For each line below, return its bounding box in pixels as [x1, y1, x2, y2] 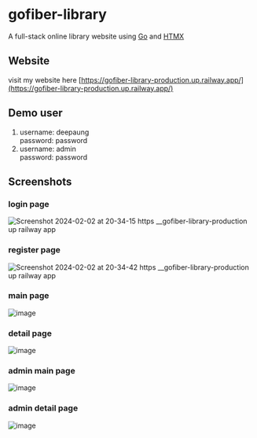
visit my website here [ [8, 75, 82, 84]
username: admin [19, 144, 77, 153]
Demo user [8, 106, 63, 120]
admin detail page [8, 403, 79, 414]
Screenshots [8, 175, 72, 188]
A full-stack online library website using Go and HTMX [8, 31, 185, 41]
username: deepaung [19, 127, 90, 137]
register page [8, 245, 61, 256]
